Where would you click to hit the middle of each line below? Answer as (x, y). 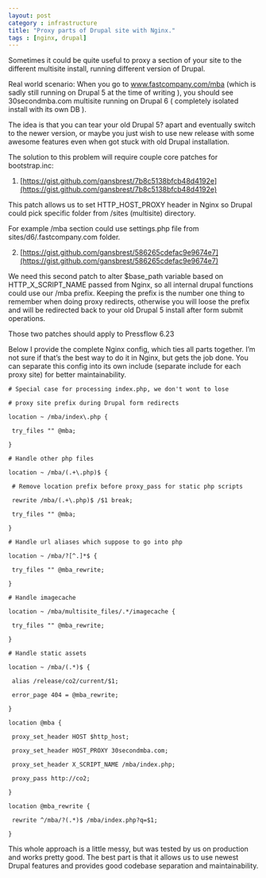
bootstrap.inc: (31, 166)
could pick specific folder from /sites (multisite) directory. (102, 213)
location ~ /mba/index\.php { (58, 417)
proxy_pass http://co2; (51, 779)
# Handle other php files (51, 459)
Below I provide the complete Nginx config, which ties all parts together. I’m (132, 350)
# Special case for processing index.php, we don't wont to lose (118, 389)
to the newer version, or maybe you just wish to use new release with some (131, 133)
